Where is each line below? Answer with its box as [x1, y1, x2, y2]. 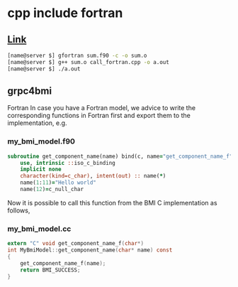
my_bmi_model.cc [7, 224, 72, 234]
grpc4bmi [7, 85, 52, 97]
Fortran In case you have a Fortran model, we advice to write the [7, 104, 196, 112]
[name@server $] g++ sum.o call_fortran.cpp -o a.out [7, 58, 170, 65]
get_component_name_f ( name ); [20, 259, 106, 267]
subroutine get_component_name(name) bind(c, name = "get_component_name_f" [7, 153, 233, 160]
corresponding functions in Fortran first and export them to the [7, 112, 191, 120]
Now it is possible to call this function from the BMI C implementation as [7, 198, 217, 207]
